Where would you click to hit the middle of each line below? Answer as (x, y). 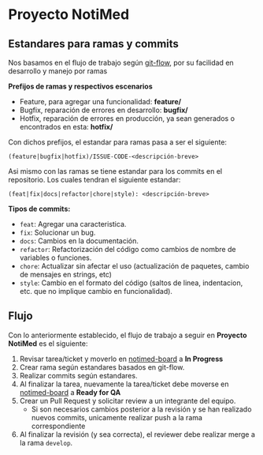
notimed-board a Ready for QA (70, 392)
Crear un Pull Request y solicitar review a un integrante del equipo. (128, 400)
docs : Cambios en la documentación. (79, 241)
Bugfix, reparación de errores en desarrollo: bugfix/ (104, 110)
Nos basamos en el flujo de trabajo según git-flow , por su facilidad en (121, 62)
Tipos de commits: (39, 209)
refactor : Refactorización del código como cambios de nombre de (128, 249)
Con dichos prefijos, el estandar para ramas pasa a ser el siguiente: (117, 142)
